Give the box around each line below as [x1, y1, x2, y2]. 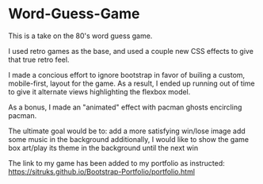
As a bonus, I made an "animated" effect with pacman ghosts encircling [8, 102, 242, 112]
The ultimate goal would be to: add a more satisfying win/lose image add [8, 126, 246, 136]
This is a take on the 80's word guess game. [8, 31, 153, 40]
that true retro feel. [8, 55, 70, 64]
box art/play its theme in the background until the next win [8, 143, 199, 152]
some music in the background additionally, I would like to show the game [8, 134, 250, 144]
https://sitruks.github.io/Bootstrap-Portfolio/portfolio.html [8, 167, 196, 176]
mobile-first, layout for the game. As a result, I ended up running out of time [8, 79, 255, 88]
